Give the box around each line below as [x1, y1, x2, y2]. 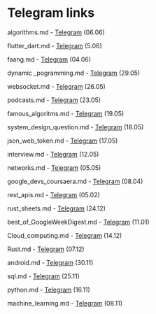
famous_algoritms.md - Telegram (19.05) [7, 109, 125, 117]
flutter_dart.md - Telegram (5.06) [7, 41, 103, 50]
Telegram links [7, 5, 95, 21]
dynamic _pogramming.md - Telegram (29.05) [7, 69, 141, 77]
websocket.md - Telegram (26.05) [7, 82, 106, 90]
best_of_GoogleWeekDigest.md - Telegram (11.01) [7, 217, 150, 226]
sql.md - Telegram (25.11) [7, 271, 80, 280]
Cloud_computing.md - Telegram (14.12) [7, 231, 122, 239]
